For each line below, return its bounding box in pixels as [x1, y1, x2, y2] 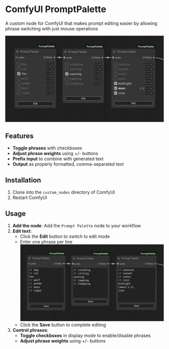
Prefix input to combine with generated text [12, 156, 104, 162]
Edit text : [12, 228, 32, 234]
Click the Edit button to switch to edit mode [20, 233, 110, 239]
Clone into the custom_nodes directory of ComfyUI [12, 189, 115, 195]
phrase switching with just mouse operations [5, 25, 98, 31]
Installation [5, 176, 41, 184]
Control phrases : [12, 327, 49, 333]
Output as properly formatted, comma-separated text [12, 161, 124, 167]
